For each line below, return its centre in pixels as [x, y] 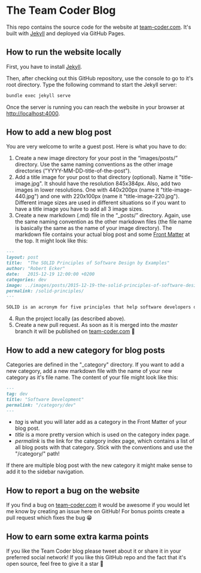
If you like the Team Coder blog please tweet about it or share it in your [94, 551]
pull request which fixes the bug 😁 [49, 518]
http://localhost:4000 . [33, 113]
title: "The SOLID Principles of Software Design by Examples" [88, 263]
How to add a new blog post [59, 132]
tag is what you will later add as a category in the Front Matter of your [101, 422]
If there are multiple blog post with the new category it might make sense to [99, 465]
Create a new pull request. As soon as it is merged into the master [96, 325]
